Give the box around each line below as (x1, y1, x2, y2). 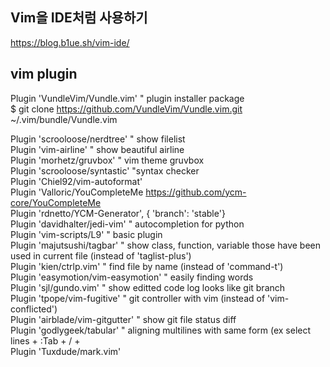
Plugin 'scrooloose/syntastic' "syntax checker (10, 164, 200, 177)
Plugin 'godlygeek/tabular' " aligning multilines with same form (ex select (10, 324, 312, 336)
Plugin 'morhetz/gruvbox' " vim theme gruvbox (10, 154, 205, 166)
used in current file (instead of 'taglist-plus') (10, 249, 192, 262)
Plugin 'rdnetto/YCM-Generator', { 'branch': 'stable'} (10, 207, 226, 219)
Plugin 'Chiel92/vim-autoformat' (10, 175, 143, 187)
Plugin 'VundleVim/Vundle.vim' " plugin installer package (10, 92, 245, 104)
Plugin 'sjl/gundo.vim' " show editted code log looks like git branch (10, 281, 286, 293)
